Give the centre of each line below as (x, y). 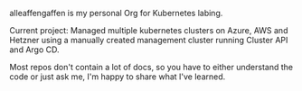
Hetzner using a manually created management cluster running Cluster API (149, 40)
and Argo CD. (35, 50)
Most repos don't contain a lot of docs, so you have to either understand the (151, 67)
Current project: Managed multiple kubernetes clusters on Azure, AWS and (149, 30)
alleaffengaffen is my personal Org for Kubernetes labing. (116, 13)
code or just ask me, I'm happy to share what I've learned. (118, 77)
